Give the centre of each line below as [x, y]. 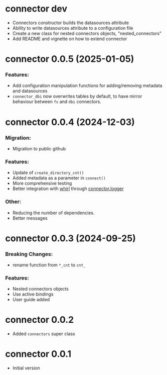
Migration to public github [39, 148]
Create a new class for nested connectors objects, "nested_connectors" [87, 33]
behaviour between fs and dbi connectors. [57, 102]
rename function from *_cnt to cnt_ [49, 265]
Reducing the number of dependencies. [53, 213]
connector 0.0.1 [38, 354]
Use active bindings [33, 294]
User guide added [31, 300]
